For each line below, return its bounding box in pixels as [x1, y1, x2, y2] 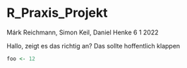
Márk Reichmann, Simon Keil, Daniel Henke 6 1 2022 [6, 28, 159, 36]
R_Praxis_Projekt [6, 5, 108, 21]
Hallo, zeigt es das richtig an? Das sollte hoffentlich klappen [6, 41, 181, 50]
